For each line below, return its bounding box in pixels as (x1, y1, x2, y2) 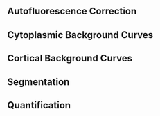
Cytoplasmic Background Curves (7, 29, 154, 41)
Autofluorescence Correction (7, 6, 137, 17)
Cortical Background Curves (7, 52, 133, 64)
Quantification (7, 99, 71, 111)
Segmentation (7, 76, 70, 88)
